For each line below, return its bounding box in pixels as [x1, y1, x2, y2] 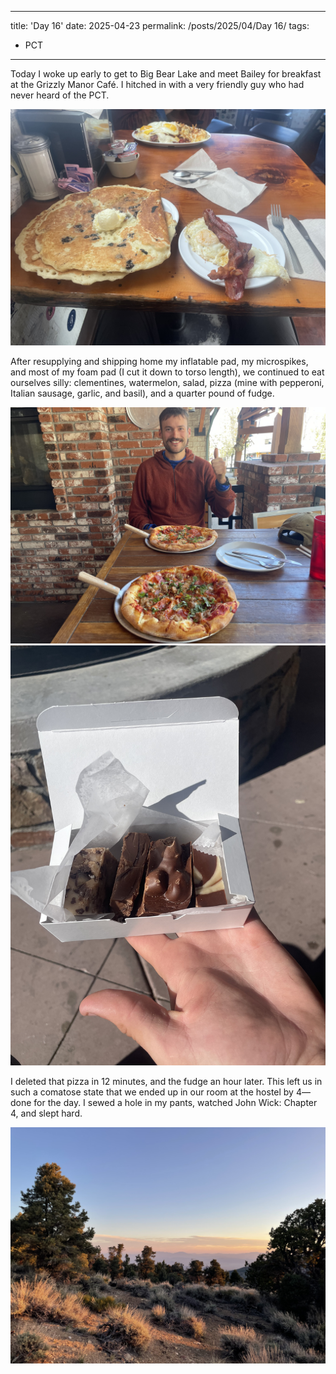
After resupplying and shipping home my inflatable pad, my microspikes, [10, 356, 309, 367]
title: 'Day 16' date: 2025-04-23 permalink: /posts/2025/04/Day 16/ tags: [10, 20, 310, 31]
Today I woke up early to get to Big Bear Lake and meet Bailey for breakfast [10, 68, 322, 80]
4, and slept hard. [10, 1107, 83, 1119]
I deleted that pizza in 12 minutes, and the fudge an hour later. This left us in [10, 1076, 323, 1087]
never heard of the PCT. [10, 89, 110, 101]
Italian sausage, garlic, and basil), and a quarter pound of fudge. [10, 387, 275, 399]
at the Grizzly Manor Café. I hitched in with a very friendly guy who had [10, 79, 305, 90]
